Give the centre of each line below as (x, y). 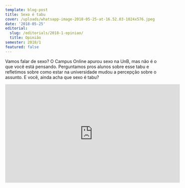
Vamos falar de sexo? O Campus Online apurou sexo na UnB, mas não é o (81, 61)
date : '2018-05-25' (25, 24)
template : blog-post (27, 10)
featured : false (22, 47)
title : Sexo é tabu (25, 14)
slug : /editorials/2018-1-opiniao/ (47, 33)
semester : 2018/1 (23, 42)
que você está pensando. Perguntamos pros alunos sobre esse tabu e (77, 66)
